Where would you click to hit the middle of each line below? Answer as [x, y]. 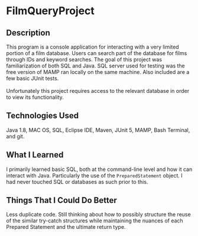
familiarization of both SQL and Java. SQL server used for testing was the [95, 66]
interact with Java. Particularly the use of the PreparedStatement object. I [95, 175]
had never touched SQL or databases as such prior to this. [77, 182]
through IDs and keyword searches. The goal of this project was [84, 59]
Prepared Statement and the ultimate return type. [66, 227]
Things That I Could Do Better [61, 200]
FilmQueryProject [50, 11]
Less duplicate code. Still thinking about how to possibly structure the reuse [98, 215]
